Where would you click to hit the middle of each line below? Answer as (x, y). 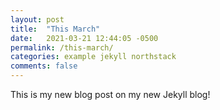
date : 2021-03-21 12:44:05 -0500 (84, 38)
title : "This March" (55, 29)
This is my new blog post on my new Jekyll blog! (110, 94)
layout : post (37, 19)
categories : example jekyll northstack (93, 57)
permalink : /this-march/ (62, 47)
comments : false (44, 66)
